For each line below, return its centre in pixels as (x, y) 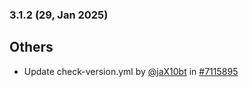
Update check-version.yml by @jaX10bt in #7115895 (131, 71)
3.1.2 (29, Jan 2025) (59, 15)
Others (31, 47)
